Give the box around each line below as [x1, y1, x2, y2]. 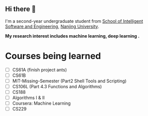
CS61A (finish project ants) [12, 66, 67, 72]
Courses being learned [5, 51, 101, 61]
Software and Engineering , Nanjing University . [5, 23, 99, 29]
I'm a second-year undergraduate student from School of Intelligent [5, 18, 144, 24]
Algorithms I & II [12, 95, 45, 101]
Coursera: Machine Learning [12, 100, 71, 107]
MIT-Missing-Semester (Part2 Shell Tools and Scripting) [12, 78, 127, 84]
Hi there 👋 [5, 5, 36, 13]
